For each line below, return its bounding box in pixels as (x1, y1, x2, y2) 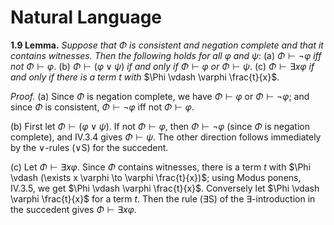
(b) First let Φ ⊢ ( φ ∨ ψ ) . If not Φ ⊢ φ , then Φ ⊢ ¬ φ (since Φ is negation (10, 120, 310, 132)
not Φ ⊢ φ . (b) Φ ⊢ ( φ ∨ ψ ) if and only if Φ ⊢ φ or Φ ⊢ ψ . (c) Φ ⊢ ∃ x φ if (10, 60, 315, 72)
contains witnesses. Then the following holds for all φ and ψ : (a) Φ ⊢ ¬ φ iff (10, 49, 322, 61)
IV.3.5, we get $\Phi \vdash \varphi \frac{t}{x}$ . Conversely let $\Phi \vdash (10, 182, 320, 194)
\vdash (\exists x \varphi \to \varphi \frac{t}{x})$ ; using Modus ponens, (10, 171, 302, 183)
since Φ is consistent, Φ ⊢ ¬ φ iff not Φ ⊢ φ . (10, 101, 195, 113)
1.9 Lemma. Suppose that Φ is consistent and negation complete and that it (10, 39, 324, 51)
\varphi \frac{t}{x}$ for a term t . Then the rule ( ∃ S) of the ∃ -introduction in (10, 192, 316, 205)
